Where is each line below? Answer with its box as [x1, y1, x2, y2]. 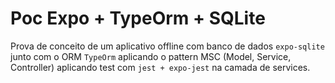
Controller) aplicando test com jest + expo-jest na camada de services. [10, 61, 311, 73]
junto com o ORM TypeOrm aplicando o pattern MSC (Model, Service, [10, 50, 292, 62]
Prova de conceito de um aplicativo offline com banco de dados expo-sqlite [10, 40, 325, 52]
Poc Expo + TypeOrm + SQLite [10, 7, 266, 30]
